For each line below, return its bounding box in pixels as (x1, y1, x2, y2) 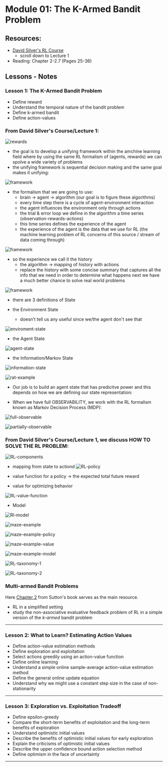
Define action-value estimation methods (12, 643, 95, 649)
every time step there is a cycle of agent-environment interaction (19, 199, 154, 206)
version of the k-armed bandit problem (12, 614, 92, 620)
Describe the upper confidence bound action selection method (12, 746, 142, 752)
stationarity (12, 685, 36, 691)
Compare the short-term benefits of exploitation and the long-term (12, 719, 150, 725)
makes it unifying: (12, 169, 49, 176)
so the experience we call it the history (12, 256, 92, 262)
